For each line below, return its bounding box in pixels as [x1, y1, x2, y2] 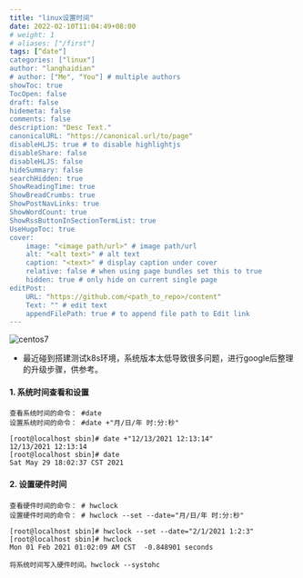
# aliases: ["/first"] [9, 38, 96, 48]
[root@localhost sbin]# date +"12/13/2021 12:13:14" [9, 434, 214, 443]
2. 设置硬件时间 [9, 479, 67, 490]
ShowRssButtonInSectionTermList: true [9, 215, 157, 225]
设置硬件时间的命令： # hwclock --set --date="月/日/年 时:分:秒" [9, 511, 245, 520]
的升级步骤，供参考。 [22, 364, 103, 375]
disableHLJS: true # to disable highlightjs [9, 140, 181, 149]
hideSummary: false [9, 165, 84, 174]
